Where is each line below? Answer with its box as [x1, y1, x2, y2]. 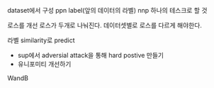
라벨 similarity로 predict [7, 36, 76, 44]
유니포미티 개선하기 [17, 60, 72, 68]
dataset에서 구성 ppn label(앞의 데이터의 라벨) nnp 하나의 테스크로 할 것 [7, 6, 208, 14]
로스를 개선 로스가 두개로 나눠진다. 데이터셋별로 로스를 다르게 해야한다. [7, 21, 202, 30]
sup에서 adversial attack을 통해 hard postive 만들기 [17, 51, 164, 59]
